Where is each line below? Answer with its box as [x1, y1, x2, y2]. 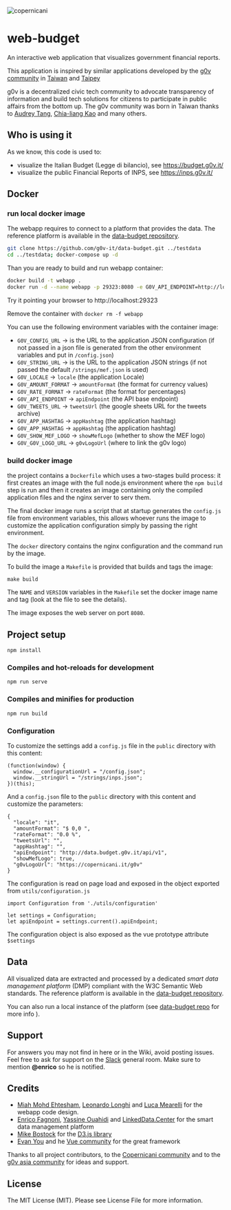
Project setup [7, 629, 67, 640]
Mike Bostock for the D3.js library [16, 1130, 112, 1138]
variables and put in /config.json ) [16, 351, 115, 359]
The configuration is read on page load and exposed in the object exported [7, 879, 220, 888]
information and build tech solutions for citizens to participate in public [7, 94, 208, 103]
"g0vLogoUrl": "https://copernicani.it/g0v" [13, 861, 143, 868]
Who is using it [7, 129, 72, 141]
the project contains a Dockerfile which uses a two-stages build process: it [7, 472, 221, 480]
